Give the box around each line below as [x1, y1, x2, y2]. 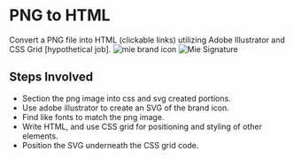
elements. [21, 130, 59, 141]
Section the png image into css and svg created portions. [21, 93, 232, 103]
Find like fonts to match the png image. [21, 111, 165, 122]
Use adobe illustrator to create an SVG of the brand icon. [21, 102, 229, 113]
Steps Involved [9, 70, 94, 85]
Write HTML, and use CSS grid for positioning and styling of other [21, 121, 263, 132]
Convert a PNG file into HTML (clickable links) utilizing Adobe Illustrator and [9, 34, 285, 45]
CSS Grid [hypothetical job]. [9, 43, 112, 54]
